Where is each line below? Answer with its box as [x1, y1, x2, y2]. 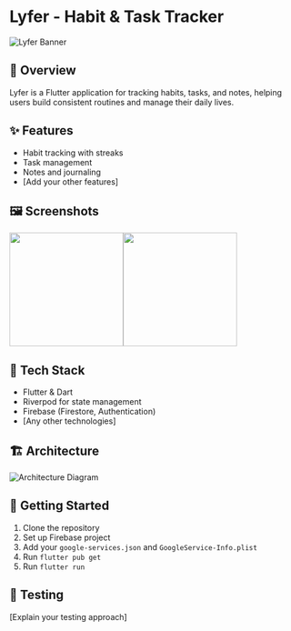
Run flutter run [22, 561, 85, 572]
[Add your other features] [22, 175, 119, 187]
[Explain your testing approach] [9, 611, 127, 622]
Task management [22, 156, 93, 167]
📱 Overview [9, 63, 76, 78]
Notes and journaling [22, 166, 102, 177]
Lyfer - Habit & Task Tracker [9, 6, 225, 27]
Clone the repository [22, 522, 100, 533]
